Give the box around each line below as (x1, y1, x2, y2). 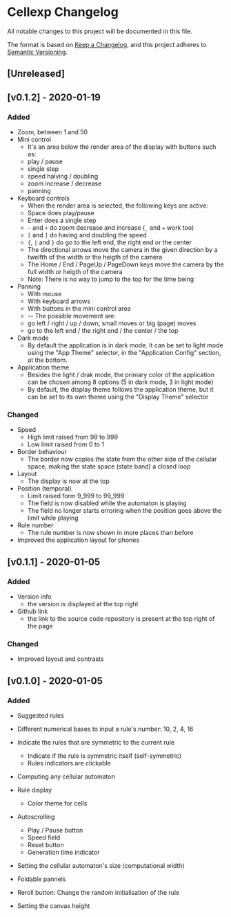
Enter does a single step (27, 216, 97, 225)
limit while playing (27, 514, 79, 523)
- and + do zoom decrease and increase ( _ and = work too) (27, 224, 194, 232)
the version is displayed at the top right (27, 600, 139, 608)
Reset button (27, 840, 64, 848)
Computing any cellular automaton (17, 772, 115, 781)
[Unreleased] (7, 68, 66, 80)
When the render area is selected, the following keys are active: (27, 201, 209, 210)
